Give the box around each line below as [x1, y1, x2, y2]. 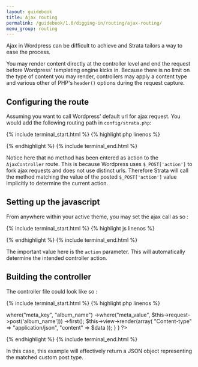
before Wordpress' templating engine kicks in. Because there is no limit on [6, 67, 190, 74]
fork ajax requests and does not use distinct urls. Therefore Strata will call [6, 167, 189, 174]
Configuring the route [6, 97, 89, 107]
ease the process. [6, 49, 51, 56]
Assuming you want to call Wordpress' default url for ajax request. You [6, 113, 181, 120]
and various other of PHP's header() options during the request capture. [6, 79, 185, 87]
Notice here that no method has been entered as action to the [6, 154, 159, 161]
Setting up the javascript [6, 197, 100, 208]
